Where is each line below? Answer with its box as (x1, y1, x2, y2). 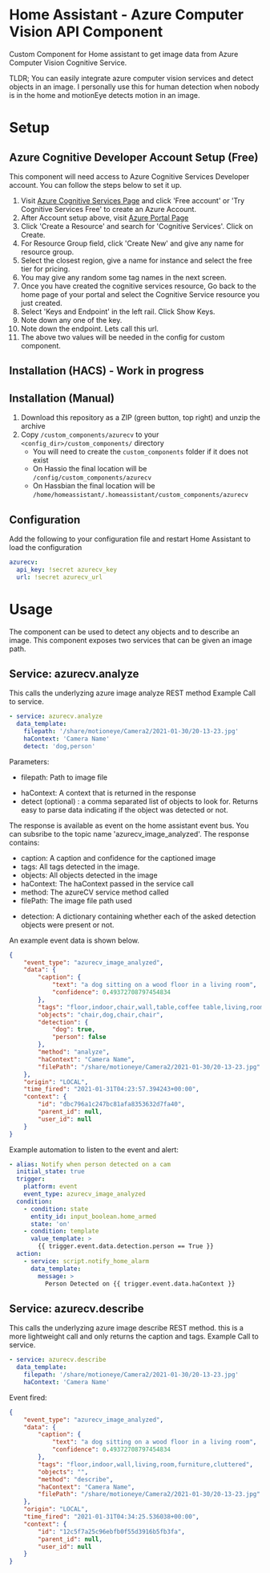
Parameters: (9, 756, 50, 766)
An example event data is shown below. (9, 935, 139, 945)
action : (16, 1250, 42, 1258)
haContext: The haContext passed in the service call (20, 878, 195, 888)
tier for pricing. (20, 263, 71, 274)
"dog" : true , (51, 1025, 95, 1033)
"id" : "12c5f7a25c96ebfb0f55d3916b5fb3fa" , (38, 1527, 185, 1535)
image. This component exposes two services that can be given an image (9, 635, 252, 645)
